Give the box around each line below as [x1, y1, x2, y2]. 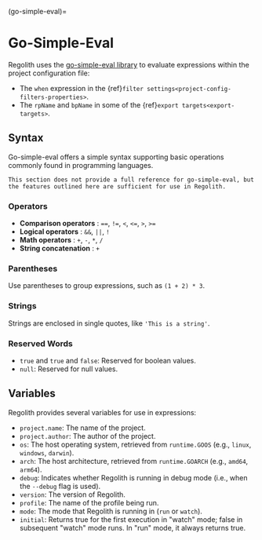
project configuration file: [8, 68, 90, 78]
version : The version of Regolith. [19, 490, 126, 499]
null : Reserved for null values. [19, 364, 118, 374]
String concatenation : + [19, 243, 100, 254]
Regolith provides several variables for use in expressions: [8, 407, 197, 417]
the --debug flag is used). [19, 481, 101, 491]
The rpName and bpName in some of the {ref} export [19, 100, 179, 109]
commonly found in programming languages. [8, 160, 154, 170]
